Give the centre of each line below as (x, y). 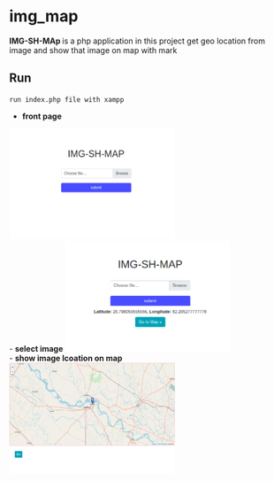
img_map (44, 16)
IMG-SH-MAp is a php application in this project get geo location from (137, 41)
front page (42, 116)
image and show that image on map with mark (93, 50)
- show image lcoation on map (66, 358)
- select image (36, 348)
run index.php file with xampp (67, 99)
